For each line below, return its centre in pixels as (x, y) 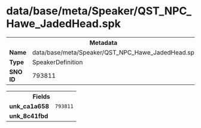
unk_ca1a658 (29, 106)
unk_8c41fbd (29, 116)
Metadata (103, 42)
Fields (42, 96)
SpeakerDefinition (57, 62)
